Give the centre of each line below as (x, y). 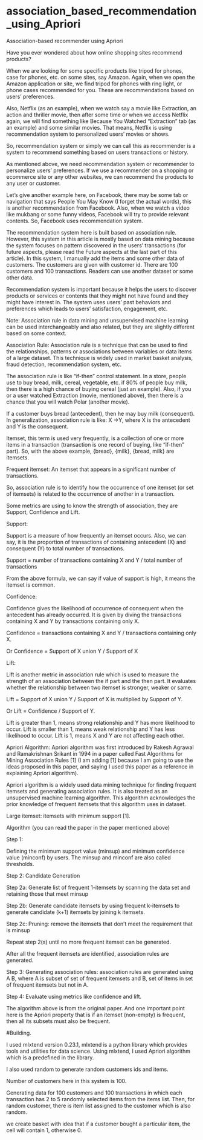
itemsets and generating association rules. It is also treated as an (87, 791)
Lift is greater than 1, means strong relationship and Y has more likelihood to (101, 722)
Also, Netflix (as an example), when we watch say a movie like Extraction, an (101, 108)
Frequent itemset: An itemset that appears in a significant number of (91, 469)
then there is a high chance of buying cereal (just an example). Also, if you (99, 388)
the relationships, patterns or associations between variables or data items (99, 351)
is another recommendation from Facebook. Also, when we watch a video (98, 208)
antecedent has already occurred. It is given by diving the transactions (94, 615)
